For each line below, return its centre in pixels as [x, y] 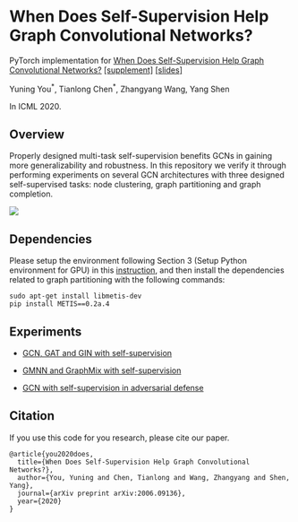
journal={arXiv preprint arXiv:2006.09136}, [102, 493]
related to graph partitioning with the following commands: [117, 280]
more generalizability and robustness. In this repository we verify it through [148, 165]
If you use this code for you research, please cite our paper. [119, 438]
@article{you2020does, [51, 454]
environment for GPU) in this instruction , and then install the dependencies [147, 270]
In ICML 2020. [35, 106]
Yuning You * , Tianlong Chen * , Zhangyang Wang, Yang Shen [119, 88]
